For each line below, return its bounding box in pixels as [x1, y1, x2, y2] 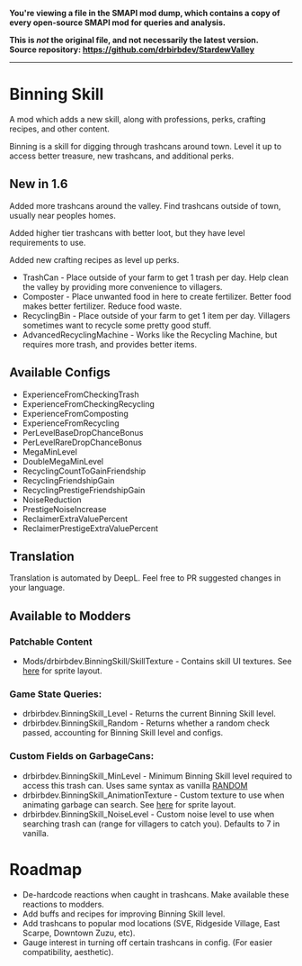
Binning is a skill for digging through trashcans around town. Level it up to [9, 140, 282, 151]
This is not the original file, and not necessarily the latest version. [9, 35, 259, 45]
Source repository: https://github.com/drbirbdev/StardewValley [9, 44, 254, 55]
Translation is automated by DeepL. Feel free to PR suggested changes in [9, 573, 281, 583]
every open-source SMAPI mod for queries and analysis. [9, 17, 226, 28]
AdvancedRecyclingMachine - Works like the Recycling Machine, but [22, 329, 278, 340]
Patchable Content [9, 635, 93, 647]
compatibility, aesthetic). [22, 946, 114, 957]
